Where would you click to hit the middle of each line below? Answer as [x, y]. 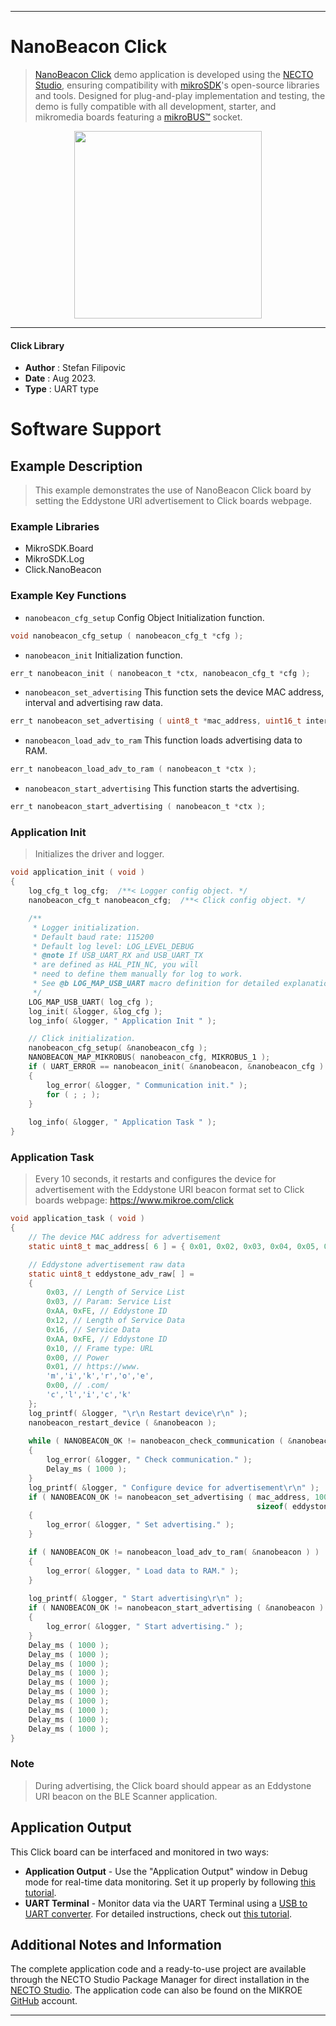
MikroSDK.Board [59, 548]
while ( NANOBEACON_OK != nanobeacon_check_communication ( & [160, 1441]
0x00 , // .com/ [78, 1386]
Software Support [86, 429]
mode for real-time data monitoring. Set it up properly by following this [170, 1882]
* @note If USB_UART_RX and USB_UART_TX [117, 956]
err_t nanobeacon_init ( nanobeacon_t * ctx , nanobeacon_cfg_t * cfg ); [160, 673]
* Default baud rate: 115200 [93, 937]
